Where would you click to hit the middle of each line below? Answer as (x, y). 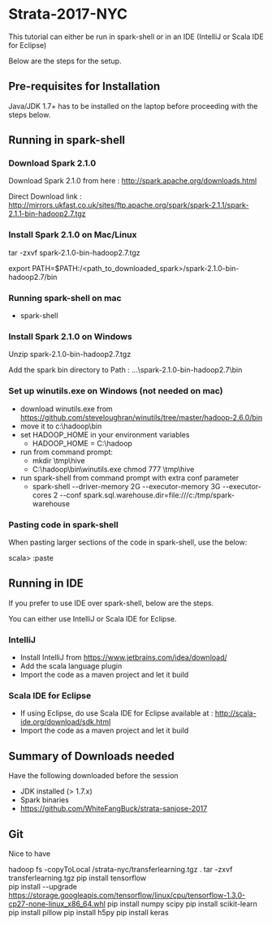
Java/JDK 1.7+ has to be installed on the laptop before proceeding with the (133, 105)
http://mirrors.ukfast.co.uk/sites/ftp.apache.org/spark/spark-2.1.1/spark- (129, 205)
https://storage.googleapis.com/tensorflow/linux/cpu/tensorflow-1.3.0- (127, 895)
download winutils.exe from (66, 409)
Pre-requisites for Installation (84, 86)
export (19, 268)
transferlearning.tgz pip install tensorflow (78, 878)
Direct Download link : (45, 196)
